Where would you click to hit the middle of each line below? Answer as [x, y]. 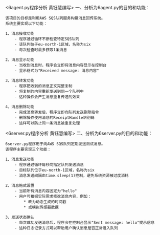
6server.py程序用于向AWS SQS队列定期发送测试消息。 [55, 144]
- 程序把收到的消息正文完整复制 [43, 86]
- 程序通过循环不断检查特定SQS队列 [47, 39]
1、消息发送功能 [20, 159]
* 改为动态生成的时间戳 [45, 202]
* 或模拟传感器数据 [41, 207]
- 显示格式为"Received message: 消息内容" [57, 71]
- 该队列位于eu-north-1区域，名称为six [53, 45]
